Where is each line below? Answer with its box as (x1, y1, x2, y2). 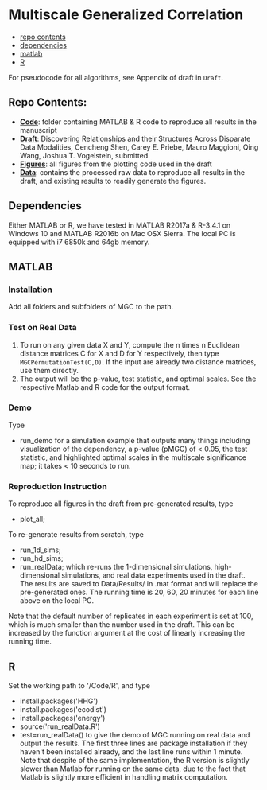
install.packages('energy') (19, 713, 106, 722)
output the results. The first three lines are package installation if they (19, 738, 248, 748)
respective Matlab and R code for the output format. (19, 382, 191, 391)
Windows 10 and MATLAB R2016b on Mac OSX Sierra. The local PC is (8, 228, 236, 238)
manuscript (19, 125, 57, 134)
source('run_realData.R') (19, 722, 101, 731)
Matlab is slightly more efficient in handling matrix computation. (19, 772, 228, 781)
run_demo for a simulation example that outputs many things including (19, 435, 250, 445)
